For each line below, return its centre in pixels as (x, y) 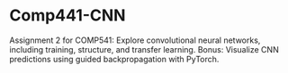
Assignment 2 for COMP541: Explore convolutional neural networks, (135, 40)
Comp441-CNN (67, 16)
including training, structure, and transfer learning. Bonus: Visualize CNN (144, 49)
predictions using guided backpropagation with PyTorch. (114, 59)
